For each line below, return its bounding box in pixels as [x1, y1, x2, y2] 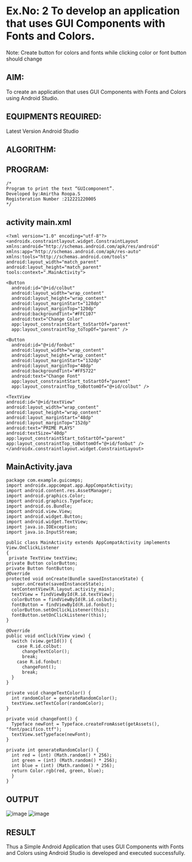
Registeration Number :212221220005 [6, 196, 96, 202]
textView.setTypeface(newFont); [11, 732, 92, 738]
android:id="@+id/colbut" [11, 285, 76, 291]
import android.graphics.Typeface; [6, 498, 94, 505]
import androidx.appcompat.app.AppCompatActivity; [6, 483, 134, 489]
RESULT [6, 827, 36, 837]
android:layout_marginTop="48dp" [11, 363, 94, 369]
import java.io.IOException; [6, 524, 78, 530]
